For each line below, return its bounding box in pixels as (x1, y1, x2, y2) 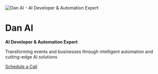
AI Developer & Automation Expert (5, 38, 78, 44)
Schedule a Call (5, 63, 37, 69)
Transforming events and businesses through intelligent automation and (5, 48, 153, 54)
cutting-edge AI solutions (5, 53, 57, 59)
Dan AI (5, 22, 33, 34)
